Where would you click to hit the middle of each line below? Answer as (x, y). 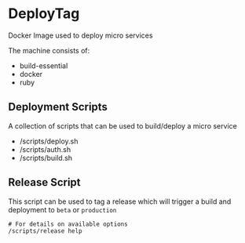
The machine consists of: (49, 50)
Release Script (44, 182)
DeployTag (44, 14)
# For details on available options (68, 224)
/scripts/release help (45, 231)
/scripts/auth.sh (45, 149)
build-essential (44, 65)
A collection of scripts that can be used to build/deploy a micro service (122, 125)
